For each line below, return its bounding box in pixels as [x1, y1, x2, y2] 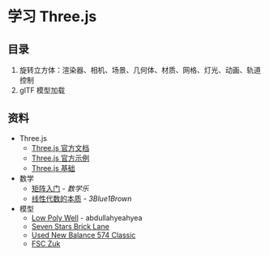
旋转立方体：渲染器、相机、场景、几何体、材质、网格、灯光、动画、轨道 [19, 66, 261, 75]
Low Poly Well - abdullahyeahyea [31, 212, 143, 223]
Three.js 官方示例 [31, 153, 90, 163]
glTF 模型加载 [19, 86, 66, 95]
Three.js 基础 [31, 163, 76, 173]
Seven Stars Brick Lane [31, 221, 110, 231]
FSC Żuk [31, 238, 61, 248]
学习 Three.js [7, 7, 97, 26]
